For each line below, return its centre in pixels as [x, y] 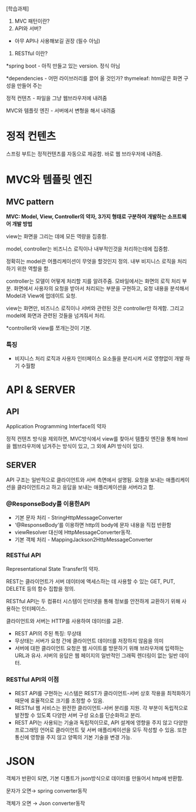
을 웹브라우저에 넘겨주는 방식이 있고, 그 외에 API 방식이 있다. [75, 446]
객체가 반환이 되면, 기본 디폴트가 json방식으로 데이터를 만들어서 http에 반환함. [95, 778]
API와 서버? [28, 28]
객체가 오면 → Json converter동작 [45, 803]
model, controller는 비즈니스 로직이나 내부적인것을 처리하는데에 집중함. [88, 249]
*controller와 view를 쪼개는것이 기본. [49, 328]
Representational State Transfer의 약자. [53, 569]
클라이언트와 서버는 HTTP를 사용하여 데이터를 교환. [65, 621]
